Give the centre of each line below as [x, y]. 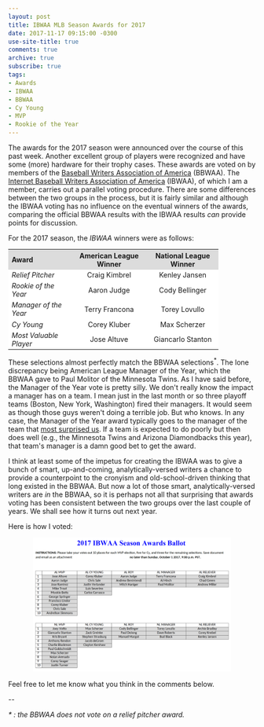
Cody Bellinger [182, 290]
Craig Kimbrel [109, 274]
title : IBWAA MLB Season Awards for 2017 [77, 25]
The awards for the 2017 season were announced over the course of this [126, 148]
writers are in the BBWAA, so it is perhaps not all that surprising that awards [131, 494]
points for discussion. [43, 223]
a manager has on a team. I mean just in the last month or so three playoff [127, 395]
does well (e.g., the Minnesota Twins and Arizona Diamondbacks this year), [130, 437]
